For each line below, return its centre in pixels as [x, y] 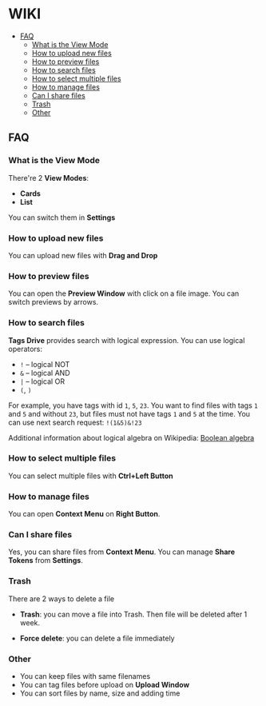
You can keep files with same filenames [85, 676]
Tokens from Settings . [46, 560]
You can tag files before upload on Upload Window [105, 685]
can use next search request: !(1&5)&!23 [75, 422]
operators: [25, 349]
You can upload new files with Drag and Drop [83, 255]
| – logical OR [42, 381]
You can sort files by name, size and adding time [100, 693]
